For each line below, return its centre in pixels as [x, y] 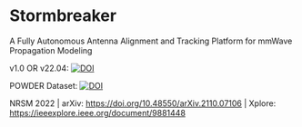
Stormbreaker [63, 16]
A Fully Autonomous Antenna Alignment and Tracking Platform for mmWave [151, 41]
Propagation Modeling [51, 50]
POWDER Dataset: [44, 85]
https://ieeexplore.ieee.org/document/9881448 [98, 112]
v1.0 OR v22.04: [40, 68]
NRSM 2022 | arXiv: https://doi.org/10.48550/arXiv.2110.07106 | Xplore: [143, 103]
